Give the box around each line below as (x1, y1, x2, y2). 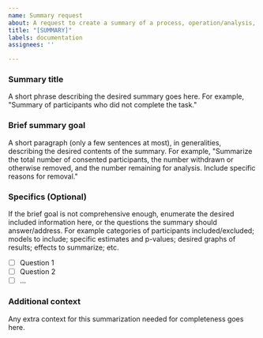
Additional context (8, 296, 81, 307)
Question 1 (19, 258, 54, 268)
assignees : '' (8, 41, 55, 49)
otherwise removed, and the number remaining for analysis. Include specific (8, 163, 256, 172)
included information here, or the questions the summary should (8, 218, 217, 227)
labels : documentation (8, 33, 83, 42)
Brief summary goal (8, 120, 85, 131)
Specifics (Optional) (8, 191, 87, 202)
